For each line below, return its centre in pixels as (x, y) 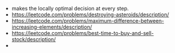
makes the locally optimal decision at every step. (70, 8)
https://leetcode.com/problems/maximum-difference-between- (88, 21)
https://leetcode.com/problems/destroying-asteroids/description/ (90, 15)
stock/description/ (34, 39)
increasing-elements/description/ (52, 27)
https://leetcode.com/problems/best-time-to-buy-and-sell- (83, 33)
